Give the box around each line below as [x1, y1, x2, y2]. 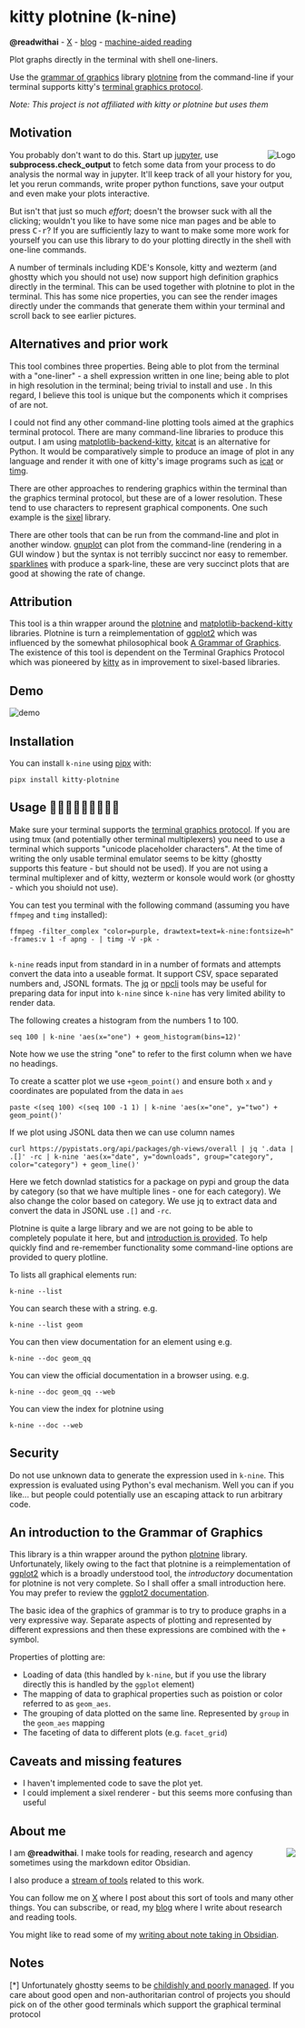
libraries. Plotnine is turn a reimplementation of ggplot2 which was [9, 628, 258, 639]
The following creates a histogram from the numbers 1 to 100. [9, 1015, 239, 1026]
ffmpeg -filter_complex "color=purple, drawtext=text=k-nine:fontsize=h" [9, 927, 295, 936]
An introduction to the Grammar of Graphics [9, 1525, 263, 1541]
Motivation [9, 125, 73, 141]
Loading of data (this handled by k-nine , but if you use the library [22, 1669, 267, 1680]
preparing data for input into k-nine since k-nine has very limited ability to [9, 988, 286, 999]
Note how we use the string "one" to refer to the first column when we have [9, 1048, 292, 1059]
